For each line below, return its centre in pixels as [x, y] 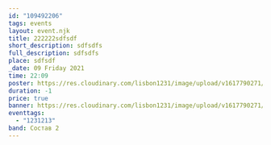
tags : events [30, 23]
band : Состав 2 [34, 128]
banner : [21, 106]
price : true [28, 98]
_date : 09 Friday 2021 [46, 68]
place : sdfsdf [32, 61]
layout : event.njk [39, 31]
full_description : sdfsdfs [54, 53]
